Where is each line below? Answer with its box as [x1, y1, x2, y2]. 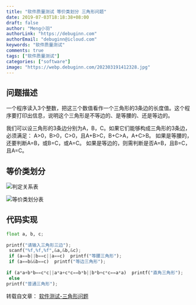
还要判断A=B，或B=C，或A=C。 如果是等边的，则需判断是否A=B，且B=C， [6, 139, 191, 147]
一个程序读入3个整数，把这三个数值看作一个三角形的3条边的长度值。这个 [6, 105, 185, 112]
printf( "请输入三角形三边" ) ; [6, 242, 71, 248]
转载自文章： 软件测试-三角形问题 [6, 292, 89, 300]
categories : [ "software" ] [6, 58, 70, 64]
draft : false [6, 20, 39, 26]
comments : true [6, 48, 44, 54]
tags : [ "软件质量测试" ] [6, 53, 60, 59]
